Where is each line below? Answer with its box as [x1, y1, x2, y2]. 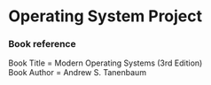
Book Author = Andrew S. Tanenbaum [8, 67, 147, 78]
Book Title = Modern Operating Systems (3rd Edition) [8, 58, 203, 68]
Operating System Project [8, 6, 203, 27]
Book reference [8, 38, 76, 50]
